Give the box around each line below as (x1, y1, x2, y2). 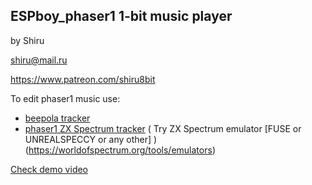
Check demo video (10, 163, 89, 175)
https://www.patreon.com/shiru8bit (10, 73, 156, 85)
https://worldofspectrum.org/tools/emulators (28, 144, 213, 156)
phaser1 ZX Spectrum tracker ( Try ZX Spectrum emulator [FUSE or (24, 122, 302, 134)
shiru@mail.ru (10, 54, 68, 66)
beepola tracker (24, 112, 91, 124)
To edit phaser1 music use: (10, 92, 121, 104)
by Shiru (10, 34, 45, 46)
